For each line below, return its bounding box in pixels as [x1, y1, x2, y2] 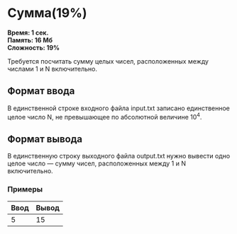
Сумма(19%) [7, 5, 87, 21]
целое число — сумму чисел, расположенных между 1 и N [7, 159, 187, 168]
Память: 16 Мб [7, 35, 53, 44]
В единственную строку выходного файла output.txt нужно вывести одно [7, 152, 231, 160]
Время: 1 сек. [7, 28, 49, 37]
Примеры [7, 185, 43, 194]
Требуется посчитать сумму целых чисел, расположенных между [7, 57, 209, 65]
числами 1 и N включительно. [7, 64, 98, 73]
